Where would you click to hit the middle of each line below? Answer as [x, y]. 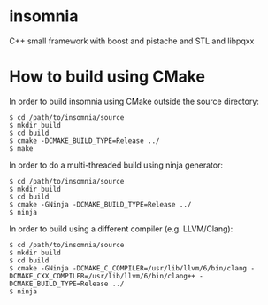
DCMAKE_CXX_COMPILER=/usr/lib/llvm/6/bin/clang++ [103, 276]
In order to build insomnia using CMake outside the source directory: [134, 101]
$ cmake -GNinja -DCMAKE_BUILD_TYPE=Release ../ [100, 204]
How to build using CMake [107, 77]
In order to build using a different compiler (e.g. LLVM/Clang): [121, 229]
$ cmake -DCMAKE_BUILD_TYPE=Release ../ [85, 141]
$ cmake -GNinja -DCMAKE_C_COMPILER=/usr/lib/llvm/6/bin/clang [128, 268]
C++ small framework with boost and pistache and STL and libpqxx [132, 41]
